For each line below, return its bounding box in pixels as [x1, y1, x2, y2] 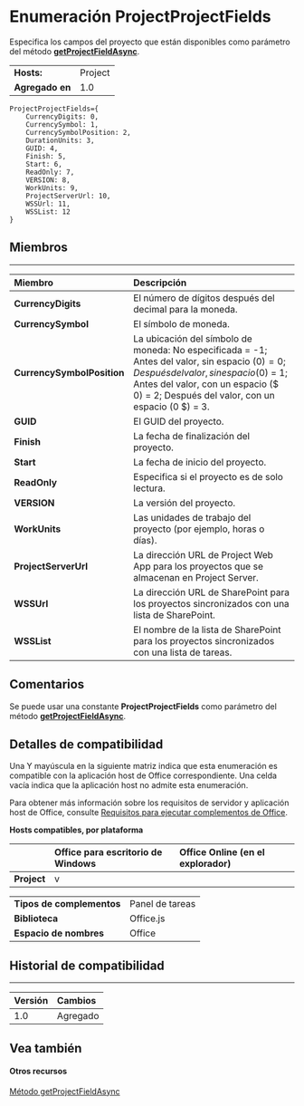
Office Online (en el [179, 846, 265, 859]
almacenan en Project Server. [133, 571, 260, 583]
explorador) [179, 858, 232, 870]
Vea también [9, 1040, 82, 1056]
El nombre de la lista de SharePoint [133, 623, 281, 636]
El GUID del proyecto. [133, 415, 224, 428]
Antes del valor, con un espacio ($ [133, 378, 279, 390]
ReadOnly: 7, [25, 168, 75, 177]
